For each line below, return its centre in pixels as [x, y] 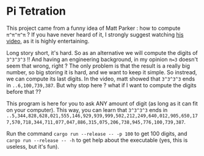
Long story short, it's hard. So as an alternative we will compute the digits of [102, 52]
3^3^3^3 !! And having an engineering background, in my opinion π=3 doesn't [102, 59]
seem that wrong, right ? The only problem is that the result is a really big [98, 66]
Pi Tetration [36, 11]
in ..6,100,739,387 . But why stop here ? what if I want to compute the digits [101, 85]
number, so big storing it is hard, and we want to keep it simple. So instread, [102, 72]
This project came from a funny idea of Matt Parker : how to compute [93, 28]
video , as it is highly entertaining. [48, 41]
